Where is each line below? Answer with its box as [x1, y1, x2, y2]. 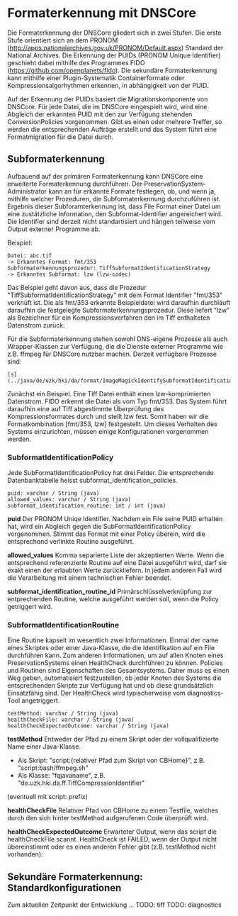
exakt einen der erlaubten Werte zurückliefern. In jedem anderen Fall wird [7, 566, 222, 575]
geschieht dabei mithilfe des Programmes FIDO [7, 58, 145, 67]
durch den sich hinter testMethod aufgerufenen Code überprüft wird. [7, 814, 209, 822]
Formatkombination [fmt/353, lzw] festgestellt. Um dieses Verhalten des [7, 420, 217, 428]
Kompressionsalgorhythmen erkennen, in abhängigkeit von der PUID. [7, 81, 209, 89]
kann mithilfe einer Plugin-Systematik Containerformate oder [7, 73, 185, 82]
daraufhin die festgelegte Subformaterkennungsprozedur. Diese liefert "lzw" [7, 306, 230, 314]
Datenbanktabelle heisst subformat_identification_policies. [7, 476, 178, 485]
